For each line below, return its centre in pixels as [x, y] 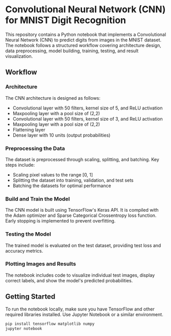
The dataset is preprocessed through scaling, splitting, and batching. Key [82, 159]
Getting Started [30, 297]
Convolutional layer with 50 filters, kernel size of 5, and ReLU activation [88, 108]
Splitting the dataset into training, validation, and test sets [73, 180]
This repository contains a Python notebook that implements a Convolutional [86, 34]
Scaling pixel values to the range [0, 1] [53, 174]
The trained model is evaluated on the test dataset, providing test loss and [83, 245]
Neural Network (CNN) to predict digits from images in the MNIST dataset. [83, 40]
